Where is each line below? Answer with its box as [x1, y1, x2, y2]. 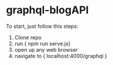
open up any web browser [14, 46, 78, 53]
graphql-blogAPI [6, 3, 89, 17]
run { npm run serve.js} [14, 40, 71, 47]
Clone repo [14, 34, 42, 41]
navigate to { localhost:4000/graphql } [14, 52, 107, 59]
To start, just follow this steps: [6, 23, 78, 30]
